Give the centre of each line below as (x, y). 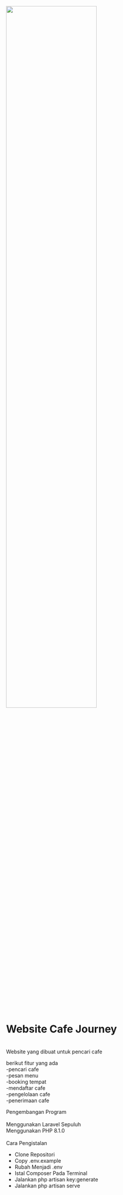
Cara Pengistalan (27, 1143)
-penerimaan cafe (28, 1100)
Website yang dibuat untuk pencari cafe (54, 1052)
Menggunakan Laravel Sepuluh (44, 1124)
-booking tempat (26, 1082)
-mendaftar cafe (26, 1088)
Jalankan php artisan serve (47, 1186)
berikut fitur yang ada (32, 1063)
